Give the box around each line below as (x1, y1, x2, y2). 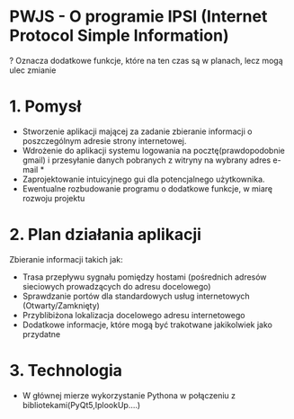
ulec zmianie (9, 65, 57, 76)
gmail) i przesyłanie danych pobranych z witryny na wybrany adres (22, 155, 272, 165)
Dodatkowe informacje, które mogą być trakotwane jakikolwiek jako (22, 319, 272, 330)
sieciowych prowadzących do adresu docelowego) (22, 281, 211, 291)
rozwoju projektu (22, 192, 85, 203)
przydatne (22, 328, 61, 339)
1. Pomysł (9, 96, 82, 117)
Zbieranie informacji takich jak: (9, 254, 123, 264)
